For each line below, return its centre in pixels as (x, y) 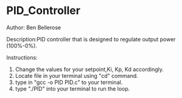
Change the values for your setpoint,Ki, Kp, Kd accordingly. (89, 69)
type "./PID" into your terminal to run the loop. (72, 88)
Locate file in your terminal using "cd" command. (76, 75)
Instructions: (22, 57)
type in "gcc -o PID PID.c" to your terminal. (69, 82)
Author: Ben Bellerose (34, 27)
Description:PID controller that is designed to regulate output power (91, 39)
